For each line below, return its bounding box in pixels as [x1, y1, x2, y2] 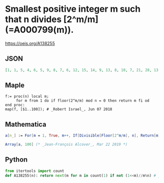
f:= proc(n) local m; [5, 94, 49, 99]
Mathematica [5, 120, 46, 128]
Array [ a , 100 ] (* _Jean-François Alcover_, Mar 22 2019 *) [5, 142, 128, 147]
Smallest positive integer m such [5, 3, 141, 15]
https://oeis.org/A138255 [5, 40, 55, 46]
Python [5, 156, 28, 164]
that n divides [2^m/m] [5, 14, 99, 25]
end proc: [5, 103, 25, 108]
